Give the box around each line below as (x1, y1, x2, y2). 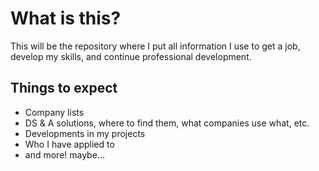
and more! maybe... (24, 148, 105, 161)
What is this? (10, 7, 122, 30)
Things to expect (10, 80, 118, 97)
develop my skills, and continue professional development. (10, 50, 252, 62)
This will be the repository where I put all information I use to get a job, (10, 40, 301, 52)
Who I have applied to (24, 138, 115, 150)
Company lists (24, 106, 85, 118)
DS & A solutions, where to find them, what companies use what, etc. (24, 117, 310, 129)
